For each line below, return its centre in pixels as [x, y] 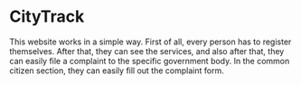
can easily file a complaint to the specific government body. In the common [150, 61]
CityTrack [47, 17]
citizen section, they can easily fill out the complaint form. [117, 71]
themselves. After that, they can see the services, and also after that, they [147, 51]
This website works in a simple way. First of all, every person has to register [150, 42]
